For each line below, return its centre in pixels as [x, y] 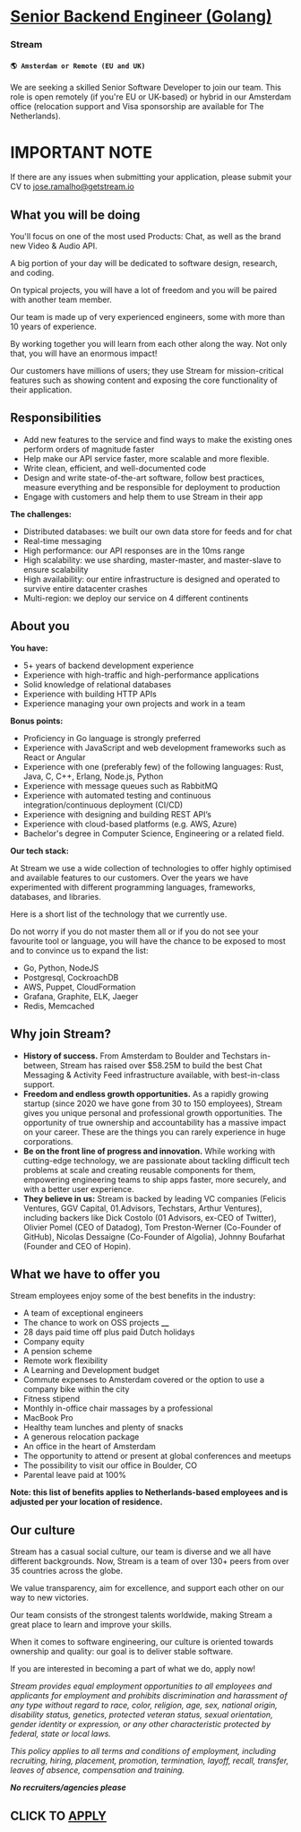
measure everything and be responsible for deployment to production [151, 487]
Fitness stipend [52, 1399]
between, [41, 1065]
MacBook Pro [48, 1418]
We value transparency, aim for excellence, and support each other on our [147, 1588]
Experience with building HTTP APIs [90, 694]
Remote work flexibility [65, 1361]
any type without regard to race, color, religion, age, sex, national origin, [144, 1706]
